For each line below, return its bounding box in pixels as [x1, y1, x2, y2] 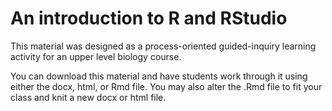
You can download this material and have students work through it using [10, 70, 308, 82]
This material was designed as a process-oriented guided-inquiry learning [10, 40, 317, 52]
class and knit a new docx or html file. [10, 91, 167, 103]
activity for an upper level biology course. [10, 50, 182, 62]
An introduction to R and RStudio [10, 7, 288, 30]
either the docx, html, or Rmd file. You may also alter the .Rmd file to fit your [10, 80, 323, 92]
